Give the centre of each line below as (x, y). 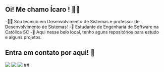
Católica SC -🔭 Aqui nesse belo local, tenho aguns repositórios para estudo (82, 32)
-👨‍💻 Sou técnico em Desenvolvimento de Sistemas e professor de (73, 21)
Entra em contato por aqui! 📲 (50, 53)
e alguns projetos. (24, 37)
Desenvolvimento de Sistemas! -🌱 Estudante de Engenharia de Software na (82, 27)
